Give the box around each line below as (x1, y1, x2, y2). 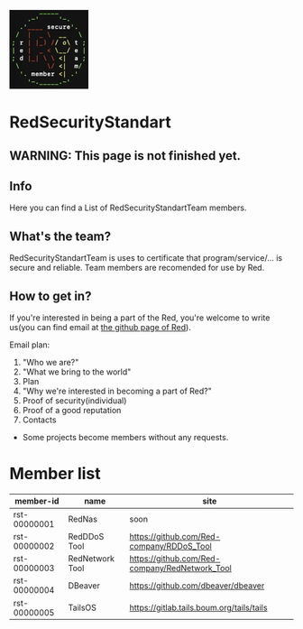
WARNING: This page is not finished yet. (9, 148, 242, 163)
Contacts (22, 414, 57, 425)
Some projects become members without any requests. (22, 432, 229, 443)
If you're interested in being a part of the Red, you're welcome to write (9, 312, 271, 323)
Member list (9, 464, 101, 484)
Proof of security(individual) (22, 395, 127, 406)
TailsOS (68, 602, 97, 614)
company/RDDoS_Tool (129, 541, 212, 551)
